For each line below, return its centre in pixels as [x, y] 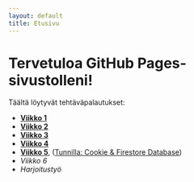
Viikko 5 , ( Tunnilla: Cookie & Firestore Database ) [101, 152]
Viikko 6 [34, 161]
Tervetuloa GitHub [72, 63]
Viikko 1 [33, 118]
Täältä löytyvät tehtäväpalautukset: [67, 102]
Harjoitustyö [41, 169]
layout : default [36, 16]
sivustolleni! [51, 80]
